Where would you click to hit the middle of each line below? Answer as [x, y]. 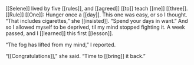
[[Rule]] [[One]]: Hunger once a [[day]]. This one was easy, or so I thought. [96, 15]
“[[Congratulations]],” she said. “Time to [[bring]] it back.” [75, 56]
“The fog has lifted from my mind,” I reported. [61, 45]
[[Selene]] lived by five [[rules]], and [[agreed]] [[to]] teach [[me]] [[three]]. [97, 8]
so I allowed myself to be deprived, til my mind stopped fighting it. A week [95, 27]
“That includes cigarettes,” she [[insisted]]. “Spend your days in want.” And [97, 21]
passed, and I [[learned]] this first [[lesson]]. [59, 33]
